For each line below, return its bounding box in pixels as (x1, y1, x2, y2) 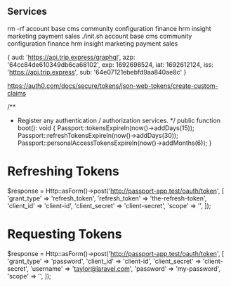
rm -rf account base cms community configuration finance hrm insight (7, 24, 211, 32)
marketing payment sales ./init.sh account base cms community (7, 32, 192, 40)
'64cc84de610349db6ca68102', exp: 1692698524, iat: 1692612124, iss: (7, 60, 214, 69)
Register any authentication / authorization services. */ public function (17, 116, 221, 125)
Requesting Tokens (7, 226, 122, 242)
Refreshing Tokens (7, 163, 119, 179)
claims (7, 89, 27, 97)
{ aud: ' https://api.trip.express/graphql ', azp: (7, 53, 136, 61)
